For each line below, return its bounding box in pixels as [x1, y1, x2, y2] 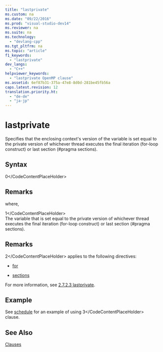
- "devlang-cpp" [9, 39, 43, 44]
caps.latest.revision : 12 [5, 84, 58, 90]
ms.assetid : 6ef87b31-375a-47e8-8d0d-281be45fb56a [5, 80, 111, 85]
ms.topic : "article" [5, 48, 47, 53]
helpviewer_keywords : [5, 71, 49, 76]
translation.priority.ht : [5, 89, 58, 94]
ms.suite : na [5, 30, 32, 35]
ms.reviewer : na [5, 26, 38, 30]
